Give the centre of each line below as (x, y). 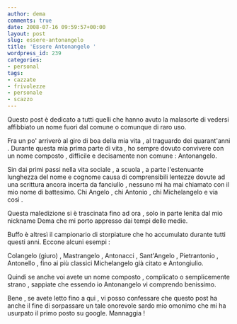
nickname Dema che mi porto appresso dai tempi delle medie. (98, 221)
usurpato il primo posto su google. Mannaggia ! (76, 313)
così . (15, 199)
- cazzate (22, 80)
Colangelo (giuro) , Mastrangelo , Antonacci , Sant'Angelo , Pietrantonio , (113, 256)
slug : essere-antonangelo (45, 40)
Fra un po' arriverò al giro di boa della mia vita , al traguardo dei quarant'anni (119, 141)
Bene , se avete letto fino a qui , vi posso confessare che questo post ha (112, 298)
